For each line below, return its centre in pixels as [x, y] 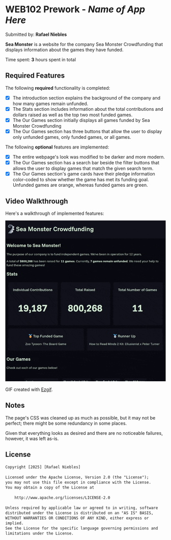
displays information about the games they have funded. [64, 50]
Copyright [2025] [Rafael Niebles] [43, 467]
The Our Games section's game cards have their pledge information [84, 174]
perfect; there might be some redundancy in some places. [66, 423]
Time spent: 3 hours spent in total [41, 59]
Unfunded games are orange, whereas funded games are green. [80, 185]
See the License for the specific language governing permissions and [82, 528]
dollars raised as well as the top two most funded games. [73, 115]
